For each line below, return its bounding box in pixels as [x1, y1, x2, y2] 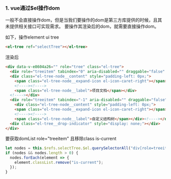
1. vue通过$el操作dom [5, 4, 60, 11]
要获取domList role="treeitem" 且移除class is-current [5, 136, 117, 142]
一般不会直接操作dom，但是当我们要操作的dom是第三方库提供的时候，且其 [5, 17, 162, 23]
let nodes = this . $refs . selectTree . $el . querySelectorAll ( [5, 146, 131, 151]
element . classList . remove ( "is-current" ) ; [14, 160, 103, 165]
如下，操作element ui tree [5, 34, 60, 40]
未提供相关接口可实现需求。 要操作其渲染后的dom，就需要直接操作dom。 [5, 23, 159, 29]
